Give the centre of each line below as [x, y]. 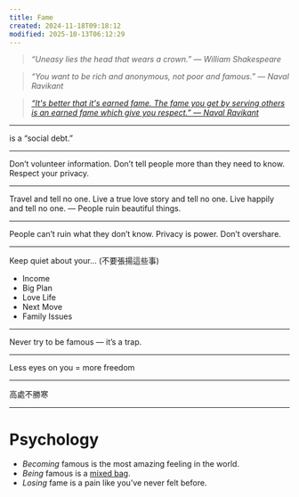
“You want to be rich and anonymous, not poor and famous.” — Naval [160, 77]
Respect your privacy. [49, 174]
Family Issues [47, 316]
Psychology [54, 440]
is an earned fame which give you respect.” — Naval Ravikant [145, 113]
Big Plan [37, 288]
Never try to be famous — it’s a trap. [76, 342]
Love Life [39, 297]
